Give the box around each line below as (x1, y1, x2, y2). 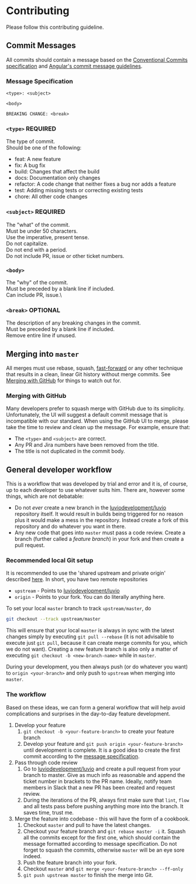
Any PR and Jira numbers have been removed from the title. (14, 441, 159, 448)
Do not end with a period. (6, 246, 67, 253)
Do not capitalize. (6, 240, 49, 247)
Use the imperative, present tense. (6, 233, 90, 240)
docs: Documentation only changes (14, 175, 101, 182)
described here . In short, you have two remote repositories (6, 576, 148, 583)
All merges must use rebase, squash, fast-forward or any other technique (6, 364, 183, 371)
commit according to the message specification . (23, 752, 140, 759)
